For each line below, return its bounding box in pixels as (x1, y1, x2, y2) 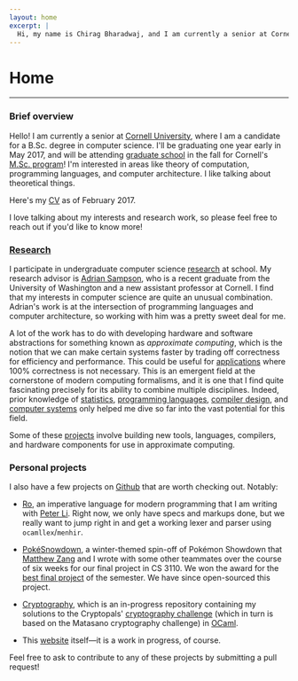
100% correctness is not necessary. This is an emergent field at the (9, 365, 255, 376)
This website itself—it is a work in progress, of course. (21, 635, 222, 646)
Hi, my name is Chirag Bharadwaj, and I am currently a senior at (17, 29, 268, 38)
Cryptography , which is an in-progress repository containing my (21, 599, 257, 610)
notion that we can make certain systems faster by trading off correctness (9, 347, 280, 357)
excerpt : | (9, 21, 50, 30)
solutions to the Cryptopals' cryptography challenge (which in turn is (21, 608, 273, 619)
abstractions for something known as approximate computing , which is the (9, 337, 283, 348)
